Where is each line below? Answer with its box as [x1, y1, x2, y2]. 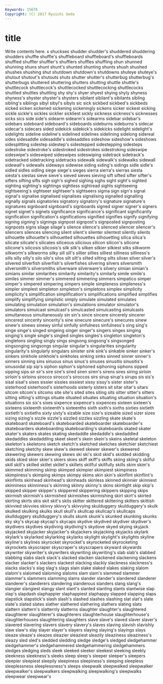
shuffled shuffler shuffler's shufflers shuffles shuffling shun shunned [5, 59, 142, 65]
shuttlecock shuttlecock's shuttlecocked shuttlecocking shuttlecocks [5, 85, 144, 90]
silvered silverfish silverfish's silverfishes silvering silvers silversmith [5, 261, 142, 266]
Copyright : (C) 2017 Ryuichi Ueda [5, 12, 75, 17]
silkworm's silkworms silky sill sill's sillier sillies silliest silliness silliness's [5, 250, 150, 256]
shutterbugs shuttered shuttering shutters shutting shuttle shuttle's [5, 80, 139, 86]
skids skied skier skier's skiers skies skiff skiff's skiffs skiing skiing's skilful [5, 456, 155, 462]
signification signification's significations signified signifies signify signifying [5, 214, 158, 220]
